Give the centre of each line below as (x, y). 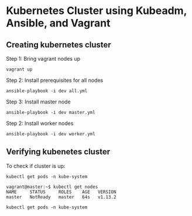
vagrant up (19, 69)
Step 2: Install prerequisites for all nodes (55, 80)
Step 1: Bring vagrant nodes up (43, 59)
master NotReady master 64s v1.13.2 (61, 197)
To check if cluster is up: (36, 166)
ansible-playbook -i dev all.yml (47, 91)
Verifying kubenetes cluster (58, 152)
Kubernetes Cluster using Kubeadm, (97, 11)
